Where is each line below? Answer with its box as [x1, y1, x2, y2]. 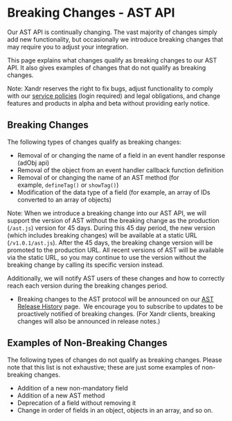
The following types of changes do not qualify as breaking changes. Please [7, 356, 222, 364]
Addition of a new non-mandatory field [17, 383, 128, 392]
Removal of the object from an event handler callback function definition [17, 165, 224, 174]
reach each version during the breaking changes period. [7, 281, 168, 290]
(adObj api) [17, 158, 50, 167]
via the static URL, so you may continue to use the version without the [7, 253, 206, 261]
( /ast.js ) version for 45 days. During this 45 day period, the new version [7, 224, 216, 232]
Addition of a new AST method [17, 391, 105, 399]
